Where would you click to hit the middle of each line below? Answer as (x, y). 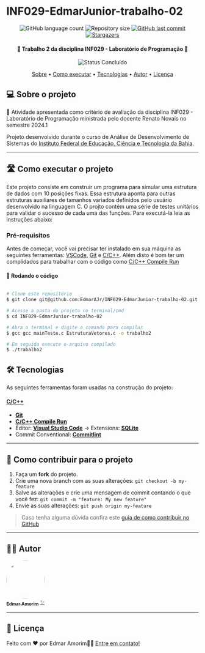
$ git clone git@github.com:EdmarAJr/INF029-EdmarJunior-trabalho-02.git (102, 300)
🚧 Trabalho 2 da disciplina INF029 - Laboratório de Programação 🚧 (103, 49)
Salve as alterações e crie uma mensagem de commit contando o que (103, 493)
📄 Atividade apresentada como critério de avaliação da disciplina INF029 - (100, 112)
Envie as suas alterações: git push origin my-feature (83, 506)
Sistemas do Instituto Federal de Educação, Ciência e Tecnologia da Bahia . (100, 143)
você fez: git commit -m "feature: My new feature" (81, 499)
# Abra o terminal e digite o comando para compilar (75, 327)
